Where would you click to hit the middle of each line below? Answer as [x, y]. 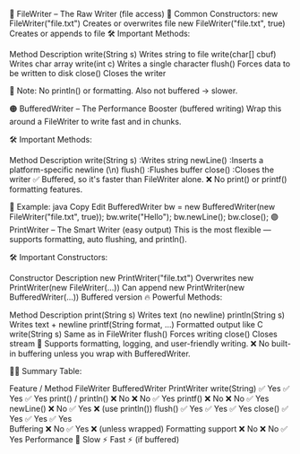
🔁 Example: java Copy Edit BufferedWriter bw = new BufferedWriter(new [142, 207]
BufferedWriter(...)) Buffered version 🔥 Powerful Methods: [116, 297]
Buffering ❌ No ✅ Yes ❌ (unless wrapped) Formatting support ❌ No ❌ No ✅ [149, 429]
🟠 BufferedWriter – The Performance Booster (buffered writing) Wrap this [146, 109]
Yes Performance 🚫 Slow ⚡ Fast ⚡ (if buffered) [94, 439]
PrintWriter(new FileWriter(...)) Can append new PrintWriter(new [127, 288]
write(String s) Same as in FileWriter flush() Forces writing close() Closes [143, 334]
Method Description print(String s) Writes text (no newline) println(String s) [147, 315]
